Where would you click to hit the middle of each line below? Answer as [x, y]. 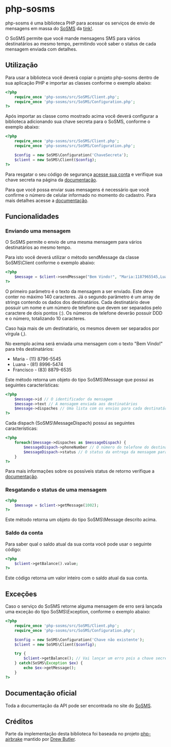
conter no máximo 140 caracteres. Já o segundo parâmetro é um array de [83, 297]
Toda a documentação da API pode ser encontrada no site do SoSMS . [79, 705]
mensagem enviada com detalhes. [41, 49]
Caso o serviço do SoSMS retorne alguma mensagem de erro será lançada [84, 606]
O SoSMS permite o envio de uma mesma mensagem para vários [74, 242]
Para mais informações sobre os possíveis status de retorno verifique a [80, 471]
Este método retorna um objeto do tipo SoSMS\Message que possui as [80, 379]
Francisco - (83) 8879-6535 [42, 370]
